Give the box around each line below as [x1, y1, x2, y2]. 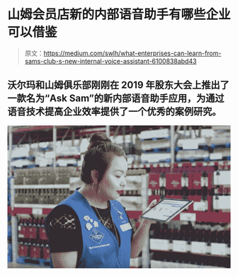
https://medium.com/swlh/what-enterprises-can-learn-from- [43, 49, 222, 57]
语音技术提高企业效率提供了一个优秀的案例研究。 [7, 105, 222, 117]
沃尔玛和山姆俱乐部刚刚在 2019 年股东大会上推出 [7, 79, 221, 91]
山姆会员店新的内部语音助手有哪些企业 [7, 6, 232, 23]
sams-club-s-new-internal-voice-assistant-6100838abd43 [24, 57, 197, 65]
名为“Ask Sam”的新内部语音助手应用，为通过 [25, 93, 225, 105]
